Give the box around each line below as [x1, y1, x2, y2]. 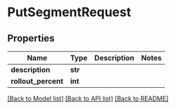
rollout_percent [11, 77, 63, 86]
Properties [7, 32, 55, 44]
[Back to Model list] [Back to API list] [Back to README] [7, 94, 169, 103]
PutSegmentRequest [7, 4, 132, 20]
